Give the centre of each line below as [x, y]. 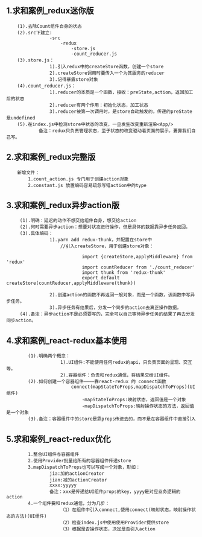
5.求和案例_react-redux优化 [59, 439]
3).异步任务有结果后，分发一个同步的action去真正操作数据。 [115, 308]
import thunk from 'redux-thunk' [124, 273]
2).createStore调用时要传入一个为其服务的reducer [107, 73]
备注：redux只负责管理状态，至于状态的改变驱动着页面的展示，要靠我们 [115, 131]
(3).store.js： [36, 60]
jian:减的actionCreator [78, 480]
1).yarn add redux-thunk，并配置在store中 [101, 240]
